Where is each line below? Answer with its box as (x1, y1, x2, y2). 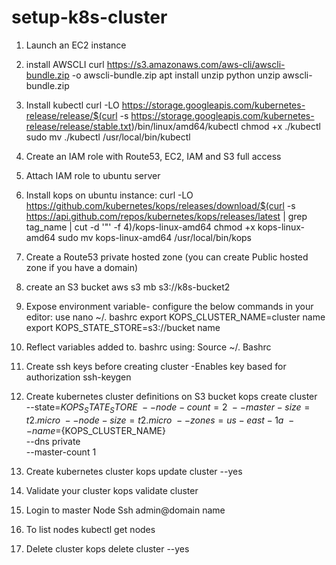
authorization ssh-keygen (25, 371, 132, 383)
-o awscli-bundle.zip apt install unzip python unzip (71, 69, 281, 81)
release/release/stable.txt (25, 120, 132, 132)
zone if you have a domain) (25, 261, 139, 273)
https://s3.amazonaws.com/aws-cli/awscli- (106, 58, 286, 70)
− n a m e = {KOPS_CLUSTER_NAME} (25, 424, 166, 436)
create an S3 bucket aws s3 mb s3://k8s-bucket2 (25, 281, 231, 293)
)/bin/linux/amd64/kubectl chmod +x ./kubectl (130, 120, 321, 132)
